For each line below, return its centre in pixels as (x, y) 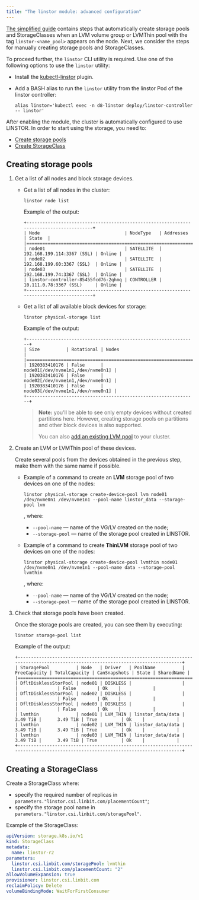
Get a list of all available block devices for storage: (85, 307)
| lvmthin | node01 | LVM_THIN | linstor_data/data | (99, 715)
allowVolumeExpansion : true (41, 875)
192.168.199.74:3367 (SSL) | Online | (73, 275)
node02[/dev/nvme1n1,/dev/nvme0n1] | (70, 381)
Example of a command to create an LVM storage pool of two (99, 478)
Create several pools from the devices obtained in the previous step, (98, 460)
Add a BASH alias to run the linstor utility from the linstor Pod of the (99, 88)
